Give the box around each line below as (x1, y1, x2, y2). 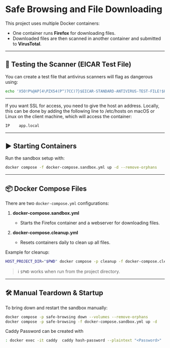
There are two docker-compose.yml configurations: (5, 201, 110, 206)
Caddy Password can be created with (5, 328, 83, 334)
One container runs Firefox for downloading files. (12, 30, 116, 36)
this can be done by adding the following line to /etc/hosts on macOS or (5, 108, 155, 114)
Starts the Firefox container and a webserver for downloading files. (20, 220, 160, 226)
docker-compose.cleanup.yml (12, 230, 78, 235)
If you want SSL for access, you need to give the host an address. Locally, (5, 103, 159, 109)
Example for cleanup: (5, 249, 50, 255)
